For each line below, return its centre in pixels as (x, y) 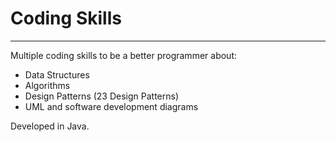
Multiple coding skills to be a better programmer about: (123, 55)
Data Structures (57, 74)
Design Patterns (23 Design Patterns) (102, 96)
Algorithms (47, 85)
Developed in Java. (50, 126)
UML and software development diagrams (111, 106)
